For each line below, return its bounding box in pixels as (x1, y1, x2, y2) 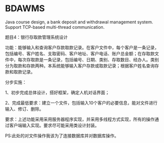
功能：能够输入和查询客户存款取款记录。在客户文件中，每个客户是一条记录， (5, 44, 159, 50)
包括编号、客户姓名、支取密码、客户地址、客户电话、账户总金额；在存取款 (5, 51, 155, 56)
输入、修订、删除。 (5, 106, 44, 112)
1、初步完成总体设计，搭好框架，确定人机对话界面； (5, 89, 110, 95)
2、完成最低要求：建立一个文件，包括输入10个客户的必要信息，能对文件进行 (5, 100, 158, 106)
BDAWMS (5, 3, 45, 14)
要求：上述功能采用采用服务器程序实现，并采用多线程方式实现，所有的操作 (5, 116, 155, 122)
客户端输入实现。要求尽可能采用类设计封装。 (9, 122, 99, 128)
